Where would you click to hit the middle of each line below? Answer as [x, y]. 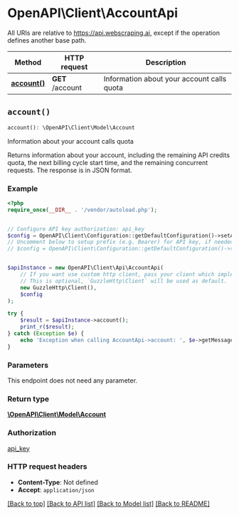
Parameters [28, 365]
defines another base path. [47, 40]
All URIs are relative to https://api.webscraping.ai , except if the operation [114, 33]
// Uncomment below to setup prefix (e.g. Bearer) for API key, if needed [121, 242]
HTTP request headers [47, 467]
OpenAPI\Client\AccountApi [92, 13]
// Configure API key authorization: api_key [76, 229]
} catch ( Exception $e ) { [46, 334]
